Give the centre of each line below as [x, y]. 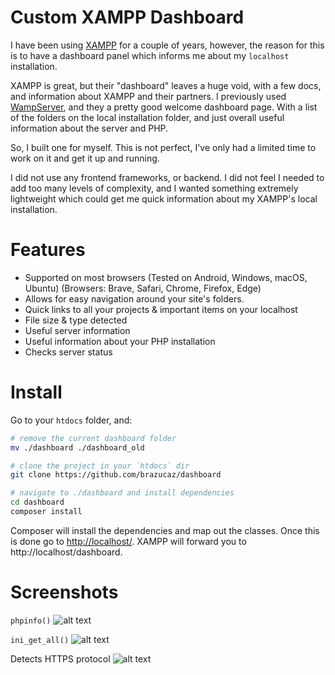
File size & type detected [76, 320]
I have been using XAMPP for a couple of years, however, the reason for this [167, 45]
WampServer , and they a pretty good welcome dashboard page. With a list [164, 107]
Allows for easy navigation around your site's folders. [134, 298]
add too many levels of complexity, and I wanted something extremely [154, 188]
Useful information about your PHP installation [120, 341]
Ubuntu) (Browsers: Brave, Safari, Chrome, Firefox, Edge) [143, 288]
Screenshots [64, 592]
